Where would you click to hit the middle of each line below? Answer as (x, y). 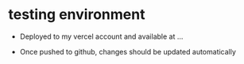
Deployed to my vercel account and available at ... (101, 36)
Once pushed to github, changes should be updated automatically (128, 51)
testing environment (77, 15)
